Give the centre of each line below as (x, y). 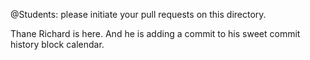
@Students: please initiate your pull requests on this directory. (138, 14)
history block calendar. (57, 44)
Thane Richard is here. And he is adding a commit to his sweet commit (155, 33)
